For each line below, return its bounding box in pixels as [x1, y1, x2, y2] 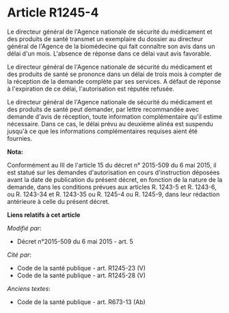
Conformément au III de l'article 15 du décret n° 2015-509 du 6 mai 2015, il [7, 161, 217, 169]
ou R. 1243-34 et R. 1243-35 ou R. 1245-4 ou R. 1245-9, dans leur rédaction [7, 190, 220, 198]
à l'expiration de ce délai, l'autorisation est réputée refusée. [7, 84, 174, 93]
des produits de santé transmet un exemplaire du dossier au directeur [7, 34, 204, 43]
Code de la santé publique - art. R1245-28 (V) [16, 271, 146, 279]
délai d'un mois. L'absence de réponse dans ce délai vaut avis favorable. [7, 49, 212, 58]
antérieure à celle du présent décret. [7, 197, 110, 205]
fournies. [7, 134, 33, 142]
